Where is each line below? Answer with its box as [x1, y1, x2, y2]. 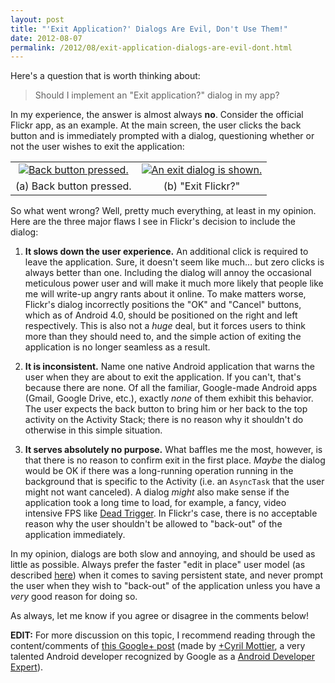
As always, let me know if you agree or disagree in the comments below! [10, 610, 310, 622]
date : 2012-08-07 [10, 33, 83, 43]
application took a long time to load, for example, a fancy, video [24, 497, 287, 509]
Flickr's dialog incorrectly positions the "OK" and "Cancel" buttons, [24, 299, 302, 311]
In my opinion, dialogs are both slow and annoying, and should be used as [10, 548, 316, 560]
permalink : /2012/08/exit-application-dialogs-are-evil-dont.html [10, 42, 293, 53]
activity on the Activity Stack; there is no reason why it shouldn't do [24, 414, 304, 426]
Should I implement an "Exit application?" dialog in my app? [34, 89, 280, 101]
